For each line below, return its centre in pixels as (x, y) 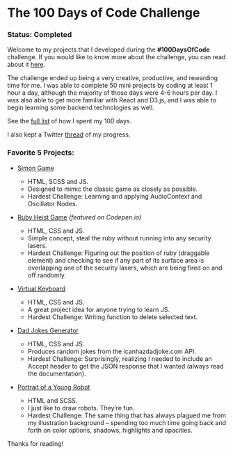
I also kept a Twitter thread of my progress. (69, 134)
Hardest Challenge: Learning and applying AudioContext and (115, 196)
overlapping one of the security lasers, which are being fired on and (125, 268)
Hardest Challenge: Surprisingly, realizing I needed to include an (120, 358)
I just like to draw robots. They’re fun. (81, 408)
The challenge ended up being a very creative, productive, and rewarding (112, 78)
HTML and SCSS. (53, 400)
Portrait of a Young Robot (54, 387)
